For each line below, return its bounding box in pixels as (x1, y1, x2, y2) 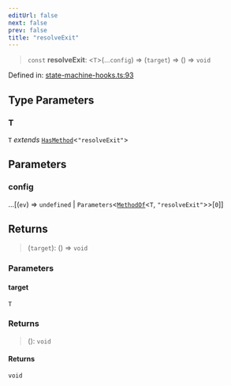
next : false (8, 19, 47, 27)
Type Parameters (8, 93, 95, 107)
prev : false (8, 26, 47, 34)
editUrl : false (8, 11, 58, 20)
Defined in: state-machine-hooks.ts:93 (8, 70, 134, 80)
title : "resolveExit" (8, 33, 80, 42)
